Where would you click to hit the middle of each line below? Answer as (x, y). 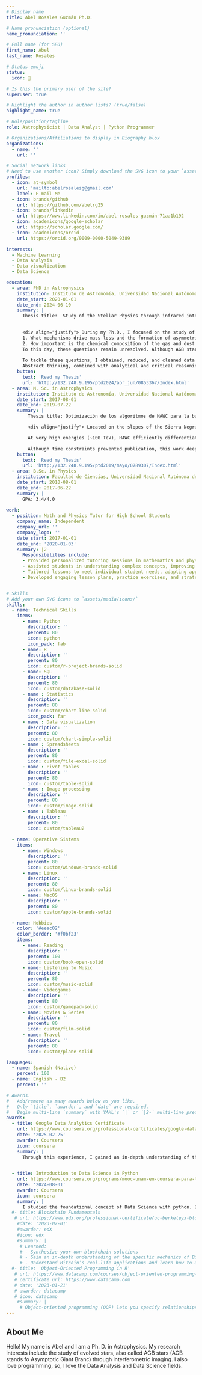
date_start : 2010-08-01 (47, 482)
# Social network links (36, 166)
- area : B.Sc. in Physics (44, 471)
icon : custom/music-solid (60, 985)
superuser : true (26, 94)
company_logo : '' (39, 533)
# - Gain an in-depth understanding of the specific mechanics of (104, 1257)
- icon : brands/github (40, 199)
